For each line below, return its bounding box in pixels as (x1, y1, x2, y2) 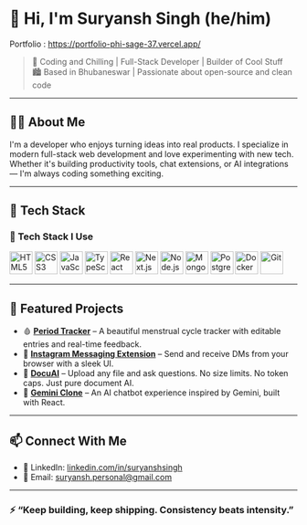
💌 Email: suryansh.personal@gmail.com (22, 472, 173, 483)
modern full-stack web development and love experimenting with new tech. (9, 148, 294, 159)
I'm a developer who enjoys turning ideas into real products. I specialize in (9, 139, 290, 150)
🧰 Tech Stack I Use (9, 230, 94, 243)
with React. (22, 397, 66, 408)
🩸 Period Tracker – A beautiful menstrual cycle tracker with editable (22, 326, 281, 337)
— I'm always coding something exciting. (9, 168, 164, 179)
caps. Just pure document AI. (22, 378, 134, 389)
